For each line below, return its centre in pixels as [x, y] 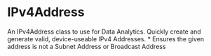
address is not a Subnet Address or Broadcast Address [87, 46]
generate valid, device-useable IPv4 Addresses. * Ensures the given [106, 38]
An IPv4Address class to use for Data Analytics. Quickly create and [104, 31]
